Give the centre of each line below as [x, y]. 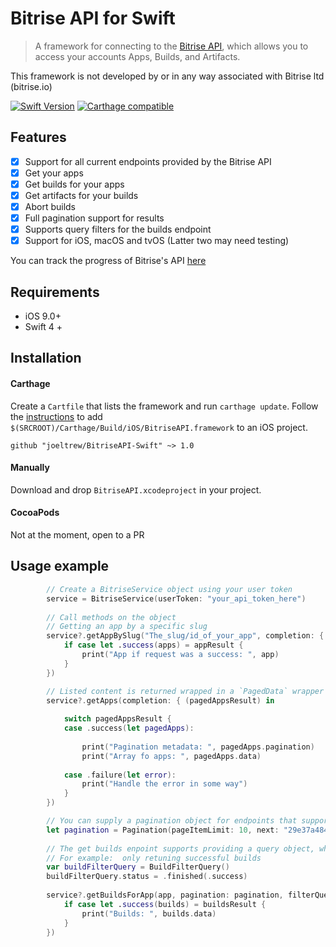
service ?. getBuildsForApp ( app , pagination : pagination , [165, 895]
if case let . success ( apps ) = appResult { [153, 645]
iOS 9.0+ [43, 316]
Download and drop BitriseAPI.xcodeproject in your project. [136, 489]
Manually [30, 468]
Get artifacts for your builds [81, 195]
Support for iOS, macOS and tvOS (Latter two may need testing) [157, 241]
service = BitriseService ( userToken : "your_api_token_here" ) [176, 598]
